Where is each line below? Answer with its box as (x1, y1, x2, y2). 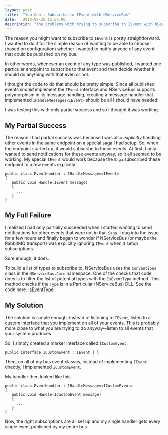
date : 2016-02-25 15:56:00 (5, 17, 66, 22)
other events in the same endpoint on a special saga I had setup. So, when (5, 140, 159, 146)
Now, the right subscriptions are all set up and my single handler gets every (5, 418, 161, 424)
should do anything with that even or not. (5, 71, 90, 78)
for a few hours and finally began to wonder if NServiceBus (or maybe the (5, 235, 157, 241)
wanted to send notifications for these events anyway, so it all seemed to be (5, 151, 162, 157)
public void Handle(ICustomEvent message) (11, 392, 101, 397)
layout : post (5, 7, 32, 13)
